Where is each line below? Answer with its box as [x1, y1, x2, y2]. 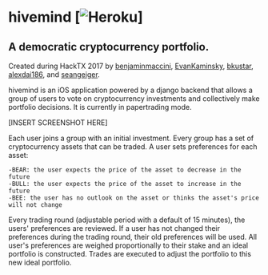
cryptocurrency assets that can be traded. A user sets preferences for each [8, 142, 258, 152]
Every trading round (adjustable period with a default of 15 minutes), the [8, 215, 246, 224]
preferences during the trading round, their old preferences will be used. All [8, 233, 258, 241]
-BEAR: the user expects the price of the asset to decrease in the [8, 166, 242, 174]
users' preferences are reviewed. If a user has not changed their [8, 224, 221, 233]
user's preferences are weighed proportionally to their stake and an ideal [8, 241, 249, 250]
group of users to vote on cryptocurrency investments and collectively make [8, 94, 260, 103]
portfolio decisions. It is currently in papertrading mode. [8, 103, 192, 111]
